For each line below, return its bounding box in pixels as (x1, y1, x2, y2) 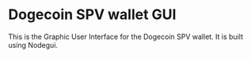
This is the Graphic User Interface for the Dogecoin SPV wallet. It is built (8, 32, 244, 41)
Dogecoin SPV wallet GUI (8, 6, 177, 24)
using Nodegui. (8, 40, 58, 49)
